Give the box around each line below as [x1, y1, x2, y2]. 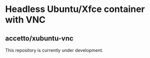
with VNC [5, 14, 46, 25]
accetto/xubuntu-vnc [5, 34, 73, 42]
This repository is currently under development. [5, 47, 103, 53]
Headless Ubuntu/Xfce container [5, 3, 145, 15]
